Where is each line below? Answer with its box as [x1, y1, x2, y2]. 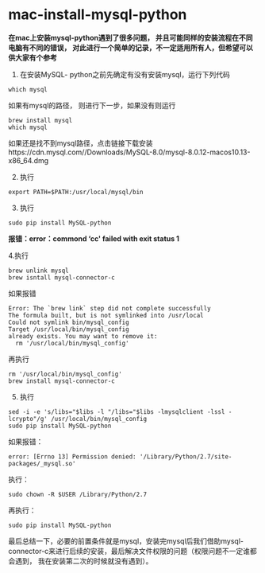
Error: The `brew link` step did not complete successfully [8, 304, 212, 312]
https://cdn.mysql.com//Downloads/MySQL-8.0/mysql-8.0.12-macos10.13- [8, 147, 251, 157]
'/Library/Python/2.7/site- [139, 452, 232, 461]
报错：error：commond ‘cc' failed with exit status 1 [8, 233, 180, 244]
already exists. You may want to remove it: [8, 332, 158, 340]
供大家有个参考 [8, 53, 57, 62]
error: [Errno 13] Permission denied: [8, 452, 136, 461]
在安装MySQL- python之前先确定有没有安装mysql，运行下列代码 [19, 69, 230, 79]
